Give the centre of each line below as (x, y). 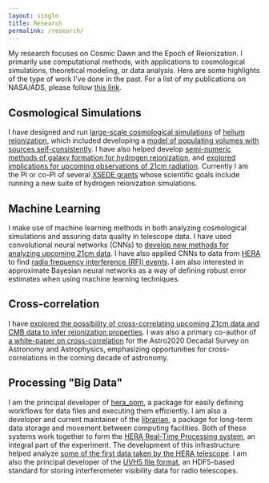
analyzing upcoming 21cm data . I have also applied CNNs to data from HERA (134, 253)
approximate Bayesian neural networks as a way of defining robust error (127, 270)
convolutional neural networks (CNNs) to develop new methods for (119, 245)
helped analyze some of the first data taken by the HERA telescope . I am (128, 453)
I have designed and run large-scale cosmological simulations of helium (127, 132)
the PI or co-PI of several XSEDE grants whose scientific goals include (124, 175)
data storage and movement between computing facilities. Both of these (127, 428)
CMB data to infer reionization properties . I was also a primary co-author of (132, 332)
